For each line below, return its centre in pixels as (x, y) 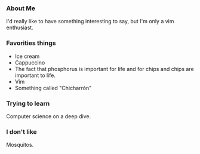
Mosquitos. (20, 145)
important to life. (35, 75)
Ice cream (27, 56)
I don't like (21, 131)
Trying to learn (28, 103)
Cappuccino (30, 62)
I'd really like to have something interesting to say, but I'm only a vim (90, 21)
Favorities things (31, 43)
